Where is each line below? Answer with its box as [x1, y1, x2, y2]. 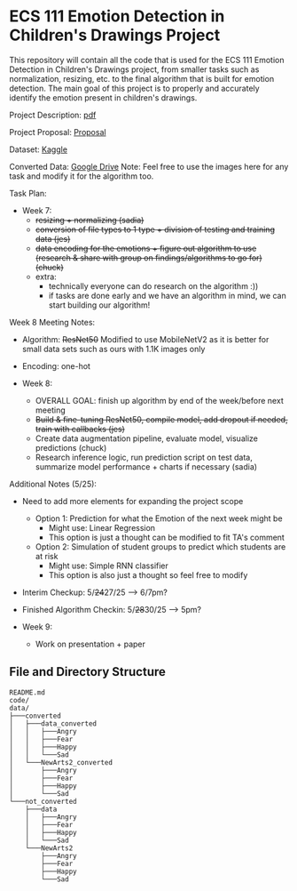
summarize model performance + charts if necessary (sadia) [35, 461, 258, 472]
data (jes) [35, 233, 71, 244]
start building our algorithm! [48, 300, 151, 310]
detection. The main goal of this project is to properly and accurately [9, 83, 260, 93]
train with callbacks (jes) [35, 423, 126, 434]
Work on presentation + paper [35, 638, 146, 649]
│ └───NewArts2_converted [9, 758, 113, 767]
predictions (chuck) [35, 442, 107, 453]
